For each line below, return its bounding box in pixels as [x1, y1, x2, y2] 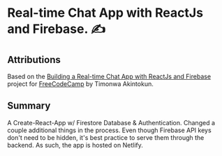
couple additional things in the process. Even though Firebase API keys [7, 126, 212, 134]
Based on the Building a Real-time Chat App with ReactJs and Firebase [7, 72, 212, 80]
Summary [7, 100, 51, 112]
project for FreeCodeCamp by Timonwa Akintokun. [7, 80, 154, 88]
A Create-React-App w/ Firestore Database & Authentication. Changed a [7, 118, 215, 127]
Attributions [7, 54, 61, 66]
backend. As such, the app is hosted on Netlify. [7, 141, 143, 149]
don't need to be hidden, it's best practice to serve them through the [7, 133, 205, 141]
